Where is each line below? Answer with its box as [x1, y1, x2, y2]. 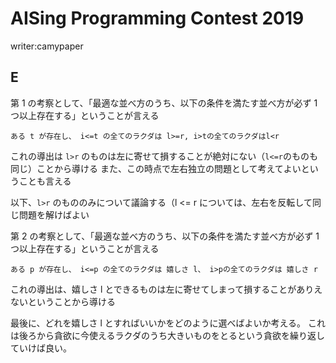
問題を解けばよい [18, 208, 90, 221]
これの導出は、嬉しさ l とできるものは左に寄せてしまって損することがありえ [10, 283, 323, 295]
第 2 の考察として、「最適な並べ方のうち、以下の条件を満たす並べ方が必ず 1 [10, 230, 320, 242]
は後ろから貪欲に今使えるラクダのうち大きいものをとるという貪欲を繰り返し [10, 329, 326, 341]
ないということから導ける [10, 295, 116, 307]
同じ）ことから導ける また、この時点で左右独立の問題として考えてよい [10, 162, 302, 174]
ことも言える [18, 175, 72, 187]
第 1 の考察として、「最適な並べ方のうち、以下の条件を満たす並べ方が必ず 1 [10, 97, 318, 109]
